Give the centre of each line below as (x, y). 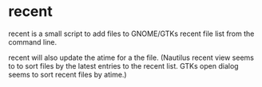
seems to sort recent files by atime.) (67, 74)
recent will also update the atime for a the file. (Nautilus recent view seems (131, 57)
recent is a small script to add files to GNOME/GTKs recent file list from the (131, 34)
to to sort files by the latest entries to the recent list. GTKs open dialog (123, 65)
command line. (33, 42)
